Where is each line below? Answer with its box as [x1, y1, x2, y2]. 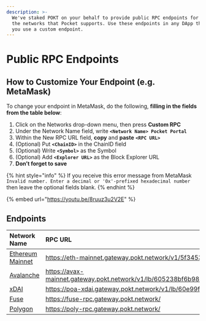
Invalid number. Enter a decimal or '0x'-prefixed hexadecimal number [6, 178, 191, 184]
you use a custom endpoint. [12, 26, 84, 32]
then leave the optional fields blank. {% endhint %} [6, 184, 135, 191]
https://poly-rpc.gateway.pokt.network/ [45, 304, 161, 313]
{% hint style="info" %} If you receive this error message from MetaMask [6, 172, 192, 179]
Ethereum [9, 249, 38, 258]
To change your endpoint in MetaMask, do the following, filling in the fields [6, 102, 197, 110]
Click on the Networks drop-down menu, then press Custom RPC [15, 121, 181, 129]
